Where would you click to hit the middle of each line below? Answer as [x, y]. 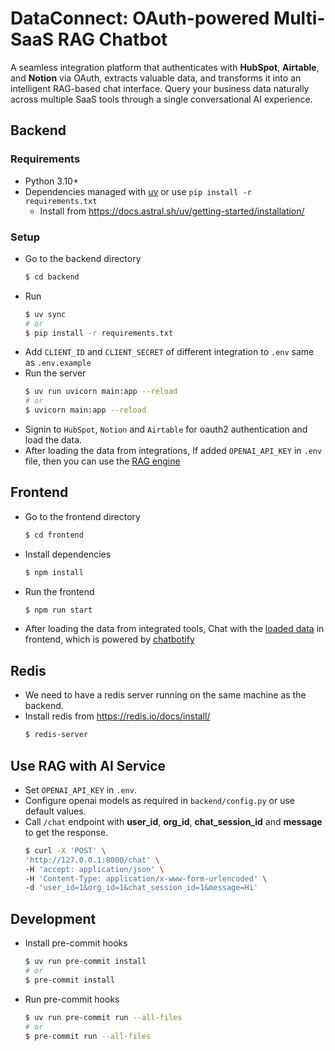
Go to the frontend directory [82, 516]
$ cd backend [52, 277]
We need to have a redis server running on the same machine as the [165, 695]
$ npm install [54, 572]
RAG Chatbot [112, 39]
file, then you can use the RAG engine [102, 461]
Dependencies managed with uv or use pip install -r [138, 191]
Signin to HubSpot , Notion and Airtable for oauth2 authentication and [166, 429]
